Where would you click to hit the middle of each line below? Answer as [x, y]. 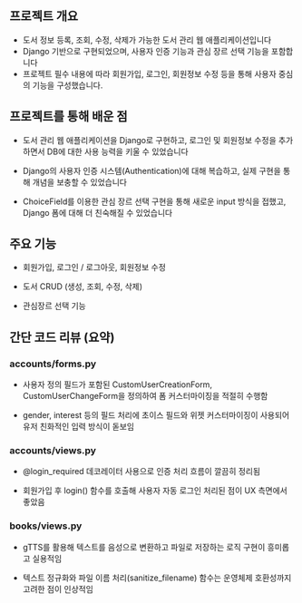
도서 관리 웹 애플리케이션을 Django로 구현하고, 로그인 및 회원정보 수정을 [149, 140]
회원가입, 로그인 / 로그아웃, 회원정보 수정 [94, 267]
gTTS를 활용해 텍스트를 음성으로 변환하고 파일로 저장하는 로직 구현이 [144, 547]
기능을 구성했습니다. [68, 85]
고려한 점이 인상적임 [58, 588]
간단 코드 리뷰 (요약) [62, 337]
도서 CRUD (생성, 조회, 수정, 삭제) [83, 287]
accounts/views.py [53, 451]
